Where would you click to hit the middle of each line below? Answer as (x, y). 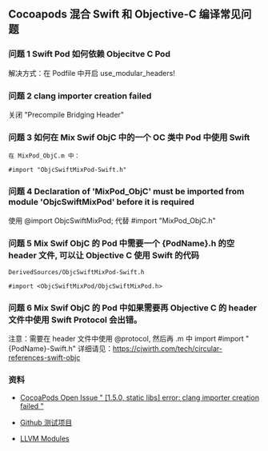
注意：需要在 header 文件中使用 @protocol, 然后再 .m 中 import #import (126, 339)
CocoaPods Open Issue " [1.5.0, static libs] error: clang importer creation (140, 397)
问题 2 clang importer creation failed (80, 96)
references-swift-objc (44, 357)
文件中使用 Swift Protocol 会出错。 (75, 320)
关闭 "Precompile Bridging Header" (66, 114)
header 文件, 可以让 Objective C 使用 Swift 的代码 (104, 255)
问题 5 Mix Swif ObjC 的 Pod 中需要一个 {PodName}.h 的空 (122, 243)
